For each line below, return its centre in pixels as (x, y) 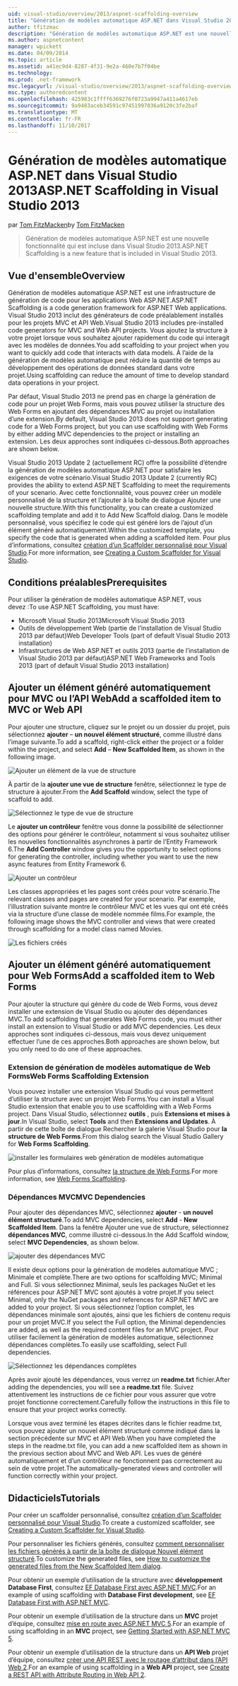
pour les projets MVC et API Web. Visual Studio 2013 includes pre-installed (116, 323)
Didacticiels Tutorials (54, 1498)
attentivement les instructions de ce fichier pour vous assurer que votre (112, 1394)
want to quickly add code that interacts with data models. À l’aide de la (111, 353)
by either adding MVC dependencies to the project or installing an (104, 434)
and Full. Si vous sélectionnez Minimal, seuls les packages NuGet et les (112, 1285)
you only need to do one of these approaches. (76, 1048)
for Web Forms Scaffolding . (49, 1144)
